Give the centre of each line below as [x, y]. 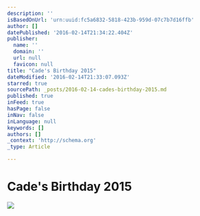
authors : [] [24, 134]
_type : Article [29, 147]
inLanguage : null [32, 121]
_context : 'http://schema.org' [52, 141]
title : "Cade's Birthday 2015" [52, 70]
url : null [27, 58]
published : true [30, 96]
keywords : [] [26, 128]
